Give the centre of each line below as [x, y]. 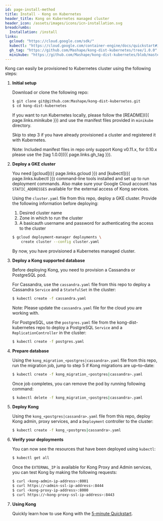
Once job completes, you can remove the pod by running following [79, 384]
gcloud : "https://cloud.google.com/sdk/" [52, 41]
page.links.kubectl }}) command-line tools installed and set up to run [81, 179]
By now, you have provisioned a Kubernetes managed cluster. [74, 251]
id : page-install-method [30, 9]
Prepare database [31, 351]
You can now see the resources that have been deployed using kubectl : [84, 449]
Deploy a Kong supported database [49, 260]
